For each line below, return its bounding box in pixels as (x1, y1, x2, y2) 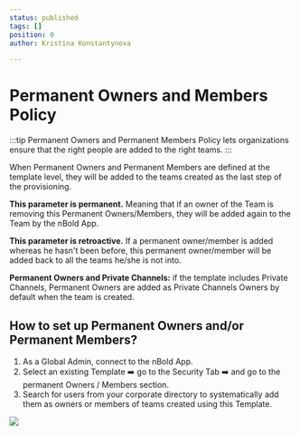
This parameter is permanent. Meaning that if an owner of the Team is (9, 198, 274, 209)
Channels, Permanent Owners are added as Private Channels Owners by (9, 282, 280, 293)
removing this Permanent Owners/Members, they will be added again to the (9, 208, 291, 219)
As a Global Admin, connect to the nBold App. (22, 356, 193, 367)
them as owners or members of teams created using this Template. (22, 399, 273, 409)
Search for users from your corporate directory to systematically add (22, 389, 279, 400)
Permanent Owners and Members (9, 85, 268, 106)
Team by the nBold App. (9, 218, 99, 229)
